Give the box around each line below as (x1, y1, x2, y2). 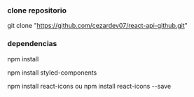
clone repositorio (7, 6, 67, 15)
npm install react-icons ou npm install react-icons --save (7, 82, 172, 90)
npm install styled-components (7, 68, 97, 77)
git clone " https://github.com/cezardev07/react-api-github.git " (7, 22, 188, 30)
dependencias (7, 39, 57, 49)
